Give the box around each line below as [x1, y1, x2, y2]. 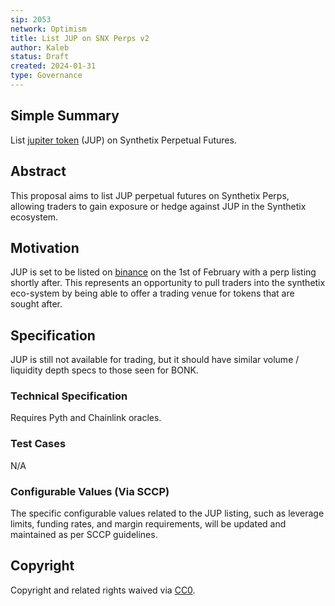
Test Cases [10, 437, 67, 451]
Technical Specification [10, 389, 128, 403]
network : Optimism [10, 24, 87, 34]
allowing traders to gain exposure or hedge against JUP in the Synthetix [10, 200, 307, 212]
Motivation [10, 239, 80, 256]
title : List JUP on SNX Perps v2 [10, 33, 150, 43]
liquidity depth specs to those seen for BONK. [10, 364, 199, 376]
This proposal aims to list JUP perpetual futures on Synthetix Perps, [10, 189, 290, 201]
